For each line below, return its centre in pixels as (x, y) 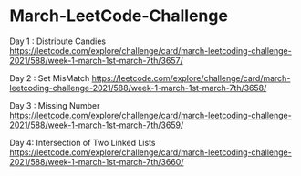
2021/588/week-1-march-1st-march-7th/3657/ (97, 60)
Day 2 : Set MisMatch (50, 78)
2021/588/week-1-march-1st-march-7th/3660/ (97, 161)
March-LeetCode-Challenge (119, 16)
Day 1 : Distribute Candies (58, 41)
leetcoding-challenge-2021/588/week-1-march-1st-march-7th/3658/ (138, 88)
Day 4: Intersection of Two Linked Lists (83, 142)
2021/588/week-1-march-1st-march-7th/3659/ (97, 125)
